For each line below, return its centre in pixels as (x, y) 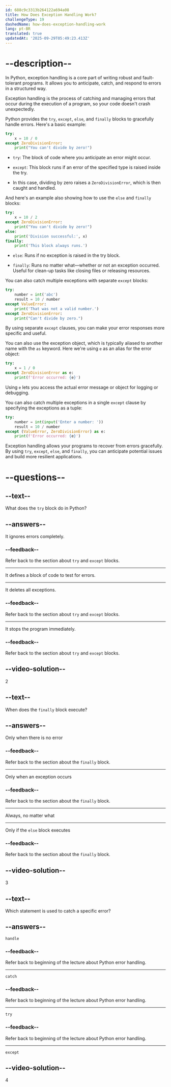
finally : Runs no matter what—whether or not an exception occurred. (86, 266)
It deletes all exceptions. (31, 590)
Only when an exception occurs (39, 777)
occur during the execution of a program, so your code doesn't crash (78, 104)
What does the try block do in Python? (46, 508)
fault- (148, 77)
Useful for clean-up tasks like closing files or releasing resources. (81, 271)
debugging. (17, 393)
